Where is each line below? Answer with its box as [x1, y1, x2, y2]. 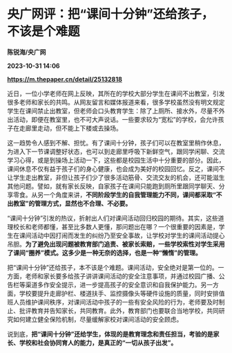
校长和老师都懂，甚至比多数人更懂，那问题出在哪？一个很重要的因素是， [12, 222, 219, 230]
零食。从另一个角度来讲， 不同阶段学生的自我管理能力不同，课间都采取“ [12, 190, 216, 199]
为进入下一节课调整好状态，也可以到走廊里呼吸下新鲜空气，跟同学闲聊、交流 [7, 147, 225, 156]
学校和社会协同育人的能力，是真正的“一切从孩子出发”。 [19, 338, 177, 347]
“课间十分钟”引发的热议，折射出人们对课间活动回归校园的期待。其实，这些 [7, 214, 219, 222]
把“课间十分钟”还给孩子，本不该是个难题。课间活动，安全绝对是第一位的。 [7, 263, 219, 271]
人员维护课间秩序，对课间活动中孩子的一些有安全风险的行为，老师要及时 [12, 298, 219, 306]
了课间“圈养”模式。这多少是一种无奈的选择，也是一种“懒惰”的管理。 [7, 248, 202, 257]
